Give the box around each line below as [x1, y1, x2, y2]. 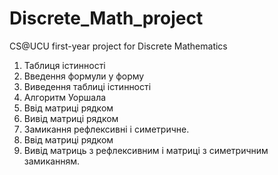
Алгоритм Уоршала [23, 91, 107, 103]
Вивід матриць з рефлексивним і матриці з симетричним [23, 144, 269, 156]
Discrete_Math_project [9, 7, 204, 30]
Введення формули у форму [23, 70, 145, 82]
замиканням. [23, 155, 81, 167]
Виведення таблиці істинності [23, 80, 152, 92]
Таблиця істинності [23, 59, 106, 71]
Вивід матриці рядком [23, 112, 119, 124]
